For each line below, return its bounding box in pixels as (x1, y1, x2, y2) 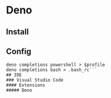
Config (6, 46, 31, 56)
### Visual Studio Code (6, 77, 64, 83)
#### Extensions (6, 82, 45, 88)
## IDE (6, 72, 22, 78)
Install (6, 27, 29, 37)
